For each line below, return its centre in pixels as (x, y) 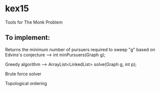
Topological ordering (26, 83)
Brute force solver (23, 74)
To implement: (27, 38)
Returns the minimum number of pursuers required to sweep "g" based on (80, 49)
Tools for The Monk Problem (34, 22)
